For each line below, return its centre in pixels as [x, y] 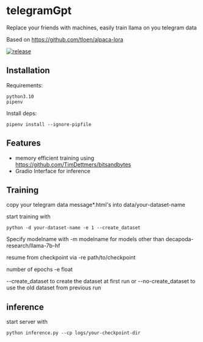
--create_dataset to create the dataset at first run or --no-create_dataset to [101, 281]
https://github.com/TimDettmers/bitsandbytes [73, 164]
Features [24, 143]
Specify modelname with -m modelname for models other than [86, 239]
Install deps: [22, 113]
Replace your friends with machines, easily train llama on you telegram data [102, 28]
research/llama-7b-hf [33, 246]
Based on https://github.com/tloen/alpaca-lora [65, 39]
